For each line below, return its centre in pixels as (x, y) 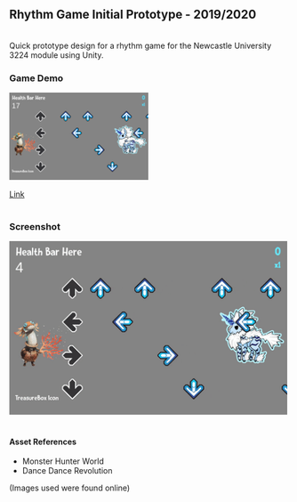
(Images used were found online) (70, 488)
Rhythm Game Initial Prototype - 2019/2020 (133, 15)
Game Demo (36, 77)
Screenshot (35, 226)
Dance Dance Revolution (67, 471)
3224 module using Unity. (56, 55)
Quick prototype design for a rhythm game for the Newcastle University (140, 45)
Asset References (43, 441)
